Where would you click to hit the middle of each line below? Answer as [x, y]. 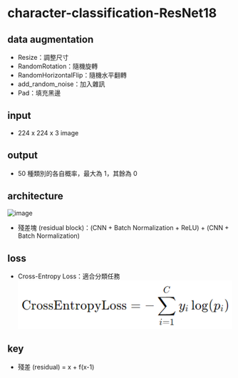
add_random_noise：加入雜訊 [61, 84]
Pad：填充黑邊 [39, 93]
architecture [36, 196]
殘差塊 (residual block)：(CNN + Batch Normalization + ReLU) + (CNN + [123, 228]
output [22, 156]
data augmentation [51, 40]
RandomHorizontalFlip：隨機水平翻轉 [72, 75]
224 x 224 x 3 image [48, 132]
